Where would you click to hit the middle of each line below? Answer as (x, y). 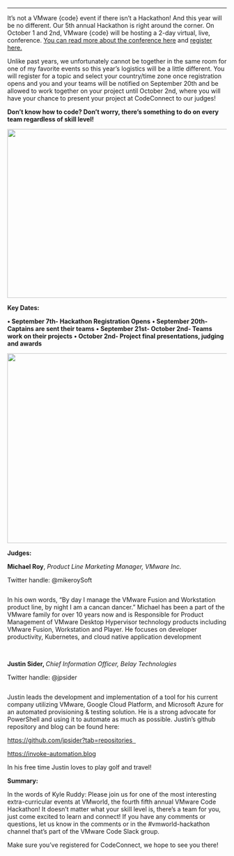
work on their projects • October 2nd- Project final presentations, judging (116, 336)
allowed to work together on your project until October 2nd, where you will (114, 91)
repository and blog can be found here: (63, 726)
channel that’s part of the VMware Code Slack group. (84, 831)
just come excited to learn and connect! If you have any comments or (107, 817)
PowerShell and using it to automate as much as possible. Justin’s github (111, 719)
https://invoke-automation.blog (52, 754)
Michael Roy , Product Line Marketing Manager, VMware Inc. (94, 567)
